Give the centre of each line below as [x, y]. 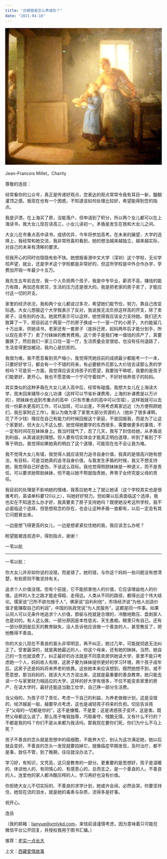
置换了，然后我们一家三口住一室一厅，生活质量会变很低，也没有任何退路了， [83, 341]
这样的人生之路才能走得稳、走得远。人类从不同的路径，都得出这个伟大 [85, 595]
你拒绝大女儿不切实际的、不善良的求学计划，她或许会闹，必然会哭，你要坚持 [83, 786]
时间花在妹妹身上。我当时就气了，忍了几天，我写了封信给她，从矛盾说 [90, 431]
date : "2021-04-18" [25, 16]
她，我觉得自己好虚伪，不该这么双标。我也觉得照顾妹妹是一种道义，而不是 [81, 467]
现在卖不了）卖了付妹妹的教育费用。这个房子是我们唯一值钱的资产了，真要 [85, 335]
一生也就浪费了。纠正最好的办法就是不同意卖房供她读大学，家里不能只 [85, 656]
